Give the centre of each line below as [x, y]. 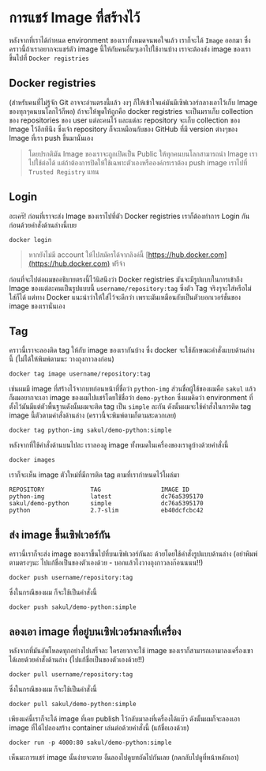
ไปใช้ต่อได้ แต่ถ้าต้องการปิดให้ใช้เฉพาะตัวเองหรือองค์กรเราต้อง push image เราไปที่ [138, 162]
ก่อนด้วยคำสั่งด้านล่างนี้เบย [43, 225]
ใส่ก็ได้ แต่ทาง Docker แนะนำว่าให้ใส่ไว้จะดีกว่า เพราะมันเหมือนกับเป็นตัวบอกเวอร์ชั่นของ [125, 297]
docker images [32, 460]
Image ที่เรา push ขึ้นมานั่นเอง [51, 138]
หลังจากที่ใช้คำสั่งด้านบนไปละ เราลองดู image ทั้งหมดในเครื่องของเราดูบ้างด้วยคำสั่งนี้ [119, 445]
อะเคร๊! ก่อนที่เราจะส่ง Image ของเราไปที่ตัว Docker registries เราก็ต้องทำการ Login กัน [129, 216]
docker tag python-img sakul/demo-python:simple [90, 431]
